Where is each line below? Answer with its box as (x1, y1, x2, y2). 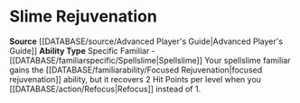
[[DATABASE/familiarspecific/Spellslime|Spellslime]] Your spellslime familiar (9, 55, 291, 65)
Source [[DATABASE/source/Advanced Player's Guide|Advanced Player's (9, 36, 283, 47)
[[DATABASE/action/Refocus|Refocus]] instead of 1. (9, 83, 202, 94)
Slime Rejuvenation (9, 6, 158, 27)
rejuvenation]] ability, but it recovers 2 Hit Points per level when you (9, 73, 262, 84)
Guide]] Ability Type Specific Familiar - (9, 45, 156, 56)
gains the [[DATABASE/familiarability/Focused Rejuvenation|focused (9, 64, 263, 75)
